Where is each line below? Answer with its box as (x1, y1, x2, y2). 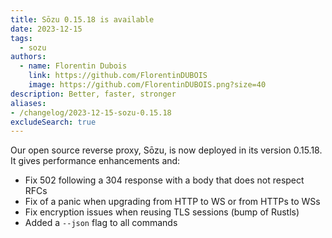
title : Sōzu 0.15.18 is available (10, 14, 155, 25)
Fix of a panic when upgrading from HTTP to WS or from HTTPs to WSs (24, 196, 321, 208)
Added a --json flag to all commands (24, 217, 178, 229)
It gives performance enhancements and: (10, 155, 181, 167)
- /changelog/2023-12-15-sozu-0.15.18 (10, 107, 172, 118)
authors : (10, 52, 47, 62)
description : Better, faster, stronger (10, 89, 177, 99)
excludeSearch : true (10, 117, 97, 127)
